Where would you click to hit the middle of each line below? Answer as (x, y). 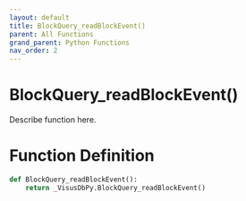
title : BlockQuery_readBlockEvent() (77, 26)
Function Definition (82, 156)
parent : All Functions (51, 34)
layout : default (39, 17)
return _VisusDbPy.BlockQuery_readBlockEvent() (115, 188)
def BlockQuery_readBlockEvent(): (74, 180)
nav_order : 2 (34, 51)
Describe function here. (53, 120)
